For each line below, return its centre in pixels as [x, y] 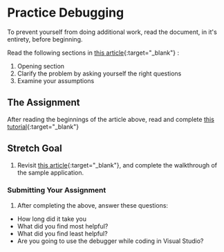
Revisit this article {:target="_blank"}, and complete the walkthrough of [117, 165]
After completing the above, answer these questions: [92, 205]
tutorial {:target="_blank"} [43, 127]
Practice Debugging [66, 13]
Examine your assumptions [56, 80]
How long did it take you [52, 219]
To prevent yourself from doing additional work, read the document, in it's [112, 32]
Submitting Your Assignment [57, 190]
